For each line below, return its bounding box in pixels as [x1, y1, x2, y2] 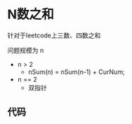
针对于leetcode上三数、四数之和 [7, 31, 101, 39]
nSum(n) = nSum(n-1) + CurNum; [28, 68, 125, 76]
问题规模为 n [7, 46, 44, 54]
